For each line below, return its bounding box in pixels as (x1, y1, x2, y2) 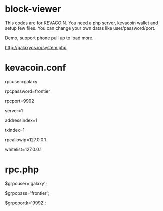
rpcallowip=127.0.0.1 (5, 136, 46, 143)
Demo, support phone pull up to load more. (5, 35, 94, 41)
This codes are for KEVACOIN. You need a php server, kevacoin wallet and (5, 20, 158, 26)
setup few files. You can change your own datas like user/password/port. (5, 25, 156, 31)
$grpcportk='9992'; (5, 200, 46, 206)
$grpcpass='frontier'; (5, 190, 50, 196)
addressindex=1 (5, 117, 38, 123)
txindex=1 (5, 127, 25, 133)
